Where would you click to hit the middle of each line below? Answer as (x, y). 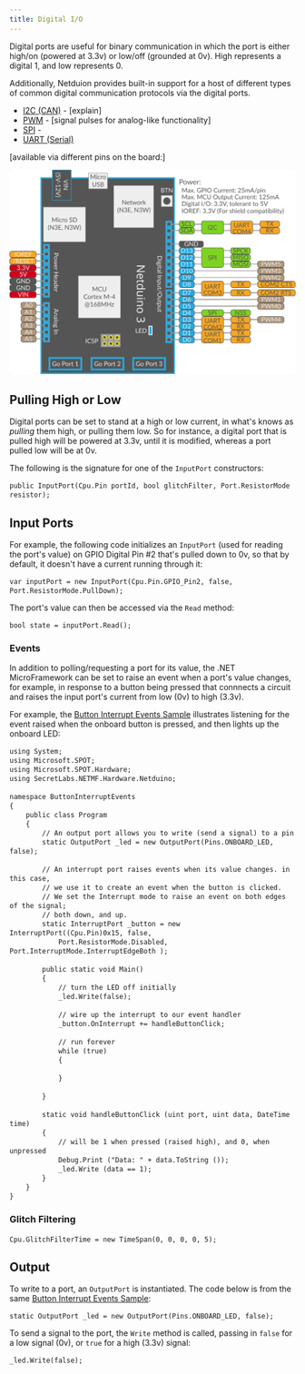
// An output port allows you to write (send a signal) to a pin (168, 834)
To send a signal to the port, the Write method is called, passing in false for (151, 1333)
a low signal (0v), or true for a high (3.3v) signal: (100, 1343)
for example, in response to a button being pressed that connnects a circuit (150, 687)
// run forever (87, 1043)
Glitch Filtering (43, 1220)
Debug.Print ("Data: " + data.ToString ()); (143, 1161)
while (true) (82, 1052)
